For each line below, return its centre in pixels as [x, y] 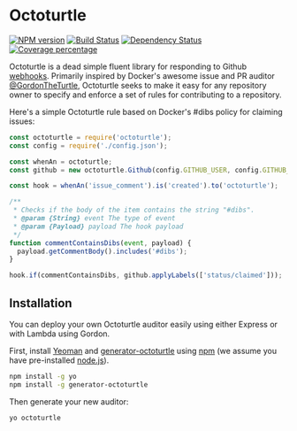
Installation [41, 303]
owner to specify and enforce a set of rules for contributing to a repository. [145, 95]
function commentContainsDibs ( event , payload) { [100, 243]
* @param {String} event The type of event [94, 219]
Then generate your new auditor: [69, 401]
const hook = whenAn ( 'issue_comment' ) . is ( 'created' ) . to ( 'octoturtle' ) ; [144, 186]
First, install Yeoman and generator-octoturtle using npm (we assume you [143, 351]
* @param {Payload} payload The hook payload [98, 227]
